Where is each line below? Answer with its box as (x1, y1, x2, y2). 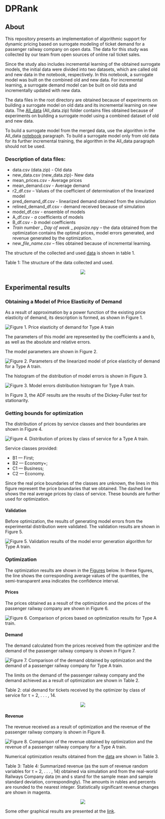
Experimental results (5, 283, 70, 292)
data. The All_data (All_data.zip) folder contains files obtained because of (5, 107, 154, 113)
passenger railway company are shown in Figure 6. (5, 605, 109, 611)
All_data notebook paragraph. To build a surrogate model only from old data (5, 133, 159, 138)
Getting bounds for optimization (5, 409, 84, 416)
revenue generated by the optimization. (12, 235, 93, 241)
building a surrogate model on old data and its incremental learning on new (5, 102, 158, 108)
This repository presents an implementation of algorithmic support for (5, 36, 147, 42)
